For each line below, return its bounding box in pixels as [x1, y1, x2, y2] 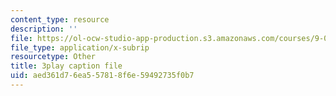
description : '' [10, 24, 78, 34]
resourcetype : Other [10, 52, 97, 62]
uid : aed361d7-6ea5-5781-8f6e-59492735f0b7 [10, 71, 195, 81]
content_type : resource [10, 14, 110, 25]
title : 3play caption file [10, 61, 123, 71]
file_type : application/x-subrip [10, 42, 150, 53]
